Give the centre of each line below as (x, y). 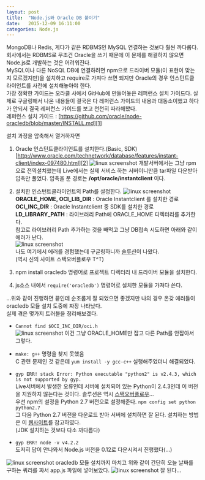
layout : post (23, 12)
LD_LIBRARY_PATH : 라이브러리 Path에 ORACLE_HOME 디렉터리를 (97, 215)
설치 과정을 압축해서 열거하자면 (43, 136)
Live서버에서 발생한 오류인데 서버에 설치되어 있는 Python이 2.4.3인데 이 (101, 386)
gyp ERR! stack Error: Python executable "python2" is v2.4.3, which (106, 375)
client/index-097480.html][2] (52, 163)
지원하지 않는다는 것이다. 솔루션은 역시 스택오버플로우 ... (88, 394)
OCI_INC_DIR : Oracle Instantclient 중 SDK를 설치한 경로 (84, 207)
